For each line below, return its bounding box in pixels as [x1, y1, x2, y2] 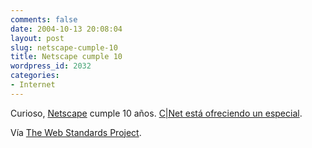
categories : [10, 71, 60, 81]
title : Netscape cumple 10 [10, 52, 123, 62]
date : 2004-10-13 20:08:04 [10, 24, 123, 34]
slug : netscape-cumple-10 [10, 42, 118, 53]
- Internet [10, 80, 56, 90]
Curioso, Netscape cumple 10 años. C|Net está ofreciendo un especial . [10, 107, 303, 119]
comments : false [10, 14, 78, 25]
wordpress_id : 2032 [10, 61, 92, 71]
